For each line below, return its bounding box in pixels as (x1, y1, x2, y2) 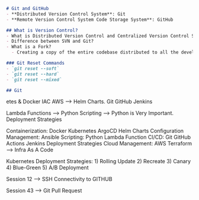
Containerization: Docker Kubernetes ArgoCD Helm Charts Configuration (6, 128, 184, 135)
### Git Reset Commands (6, 60, 65, 66)
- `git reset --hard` (6, 71, 60, 77)
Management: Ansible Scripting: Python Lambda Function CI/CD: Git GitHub (6, 134, 191, 141)
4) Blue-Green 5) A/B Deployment (6, 164, 89, 172)
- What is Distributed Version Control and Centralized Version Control (6, 33, 190, 39)
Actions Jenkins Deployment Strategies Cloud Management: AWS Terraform (6, 140, 192, 147)
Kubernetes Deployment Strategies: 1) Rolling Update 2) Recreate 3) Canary (6, 158, 191, 165)
